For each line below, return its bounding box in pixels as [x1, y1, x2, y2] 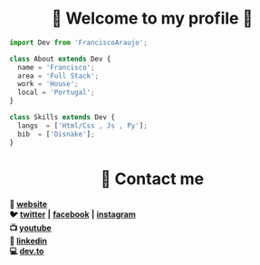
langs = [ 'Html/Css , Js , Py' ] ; [17, 121, 148, 130]
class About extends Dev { [9, 54, 111, 63]
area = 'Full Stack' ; [17, 71, 100, 80]
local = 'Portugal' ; [17, 88, 95, 98]
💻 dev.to [9, 245, 44, 256]
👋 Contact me [100, 168, 205, 189]
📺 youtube [9, 222, 52, 233]
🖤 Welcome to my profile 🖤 [51, 8, 254, 29]
